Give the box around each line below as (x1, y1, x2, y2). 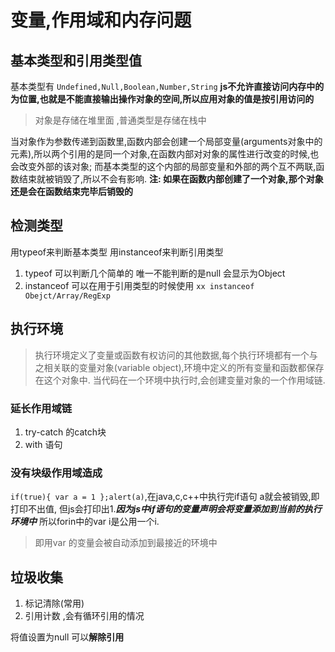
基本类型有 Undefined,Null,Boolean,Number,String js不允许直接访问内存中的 (10, 81, 325, 92)
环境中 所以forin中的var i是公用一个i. (10, 516, 160, 528)
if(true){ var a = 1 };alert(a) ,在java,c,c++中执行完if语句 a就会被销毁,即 (10, 491, 320, 503)
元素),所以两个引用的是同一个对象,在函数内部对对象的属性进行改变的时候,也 (10, 148, 320, 160)
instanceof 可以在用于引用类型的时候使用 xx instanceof (24, 279, 255, 291)
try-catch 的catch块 (24, 426, 107, 438)
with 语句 (24, 438, 63, 450)
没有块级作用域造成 (10, 466, 103, 480)
